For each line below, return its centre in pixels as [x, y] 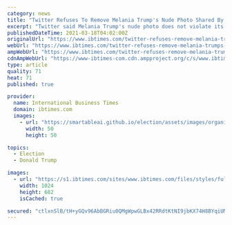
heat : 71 [20, 78]
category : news [29, 13]
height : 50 [41, 135]
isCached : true [41, 198]
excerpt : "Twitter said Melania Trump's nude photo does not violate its [116, 26]
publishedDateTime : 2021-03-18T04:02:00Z [68, 33]
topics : [18, 148]
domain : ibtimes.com [43, 110]
